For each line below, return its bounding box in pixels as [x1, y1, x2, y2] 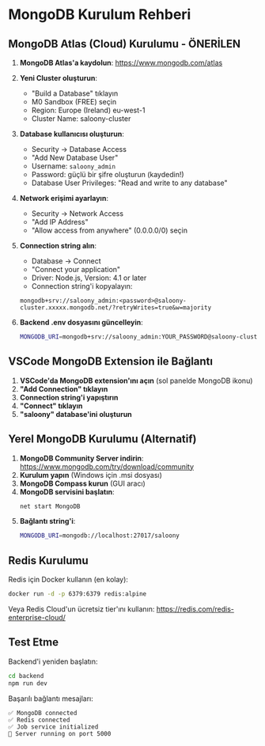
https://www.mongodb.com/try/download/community [19, 461, 195, 471]
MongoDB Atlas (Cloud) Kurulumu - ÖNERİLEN [8, 37, 241, 51]
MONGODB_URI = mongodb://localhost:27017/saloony [19, 532, 180, 540]
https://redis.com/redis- [156, 604, 235, 614]
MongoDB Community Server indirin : [19, 453, 144, 463]
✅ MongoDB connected [8, 709, 78, 717]
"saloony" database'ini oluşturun [19, 409, 132, 418]
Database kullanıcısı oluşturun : [19, 129, 124, 138]
